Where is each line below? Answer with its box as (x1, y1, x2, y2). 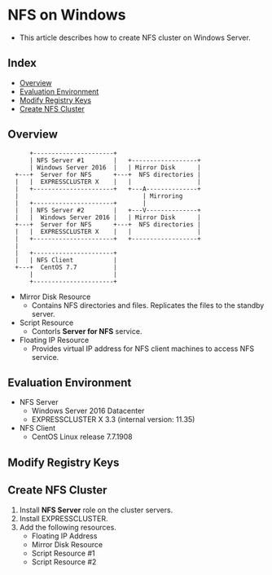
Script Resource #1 (31, 548, 95, 558)
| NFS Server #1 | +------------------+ (29, 156, 201, 165)
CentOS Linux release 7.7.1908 (31, 432, 134, 441)
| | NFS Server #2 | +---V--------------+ (15, 206, 201, 214)
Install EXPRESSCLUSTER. (19, 513, 108, 523)
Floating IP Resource (19, 335, 90, 345)
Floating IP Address (31, 531, 98, 541)
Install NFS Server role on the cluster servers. (19, 505, 173, 515)
